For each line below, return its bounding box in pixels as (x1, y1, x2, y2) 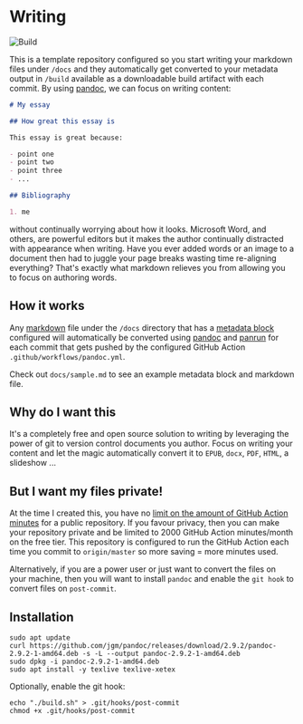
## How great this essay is (9, 116, 116, 126)
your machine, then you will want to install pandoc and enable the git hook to (9, 574, 294, 584)
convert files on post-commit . (9, 583, 118, 594)
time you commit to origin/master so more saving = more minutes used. (9, 546, 279, 557)
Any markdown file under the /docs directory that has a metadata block (9, 322, 274, 333)
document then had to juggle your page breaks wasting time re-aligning (9, 252, 278, 264)
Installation (9, 609, 74, 624)
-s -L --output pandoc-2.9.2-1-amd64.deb (81, 650, 241, 659)
